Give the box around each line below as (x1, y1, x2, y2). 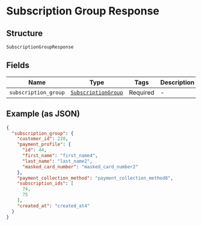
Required (129, 88, 155, 97)
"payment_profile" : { (17, 141, 71, 148)
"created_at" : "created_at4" (17, 203, 90, 209)
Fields (6, 60, 30, 70)
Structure (6, 28, 43, 38)
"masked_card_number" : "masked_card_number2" (22, 163, 138, 169)
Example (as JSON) (6, 109, 80, 119)
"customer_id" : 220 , (17, 136, 69, 142)
